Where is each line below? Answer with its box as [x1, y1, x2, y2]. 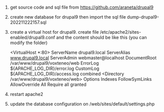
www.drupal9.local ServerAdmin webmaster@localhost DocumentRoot [10, 55, 157, 61]
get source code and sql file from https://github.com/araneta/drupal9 [10, 5, 153, 10]
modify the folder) [10, 40, 48, 46]
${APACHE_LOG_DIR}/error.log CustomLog [10, 65, 100, 71]
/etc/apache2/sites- [100, 29, 141, 35]
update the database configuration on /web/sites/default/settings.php [10, 101, 155, 107]
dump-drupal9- [127, 14, 159, 20]
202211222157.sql [10, 20, 47, 25]
